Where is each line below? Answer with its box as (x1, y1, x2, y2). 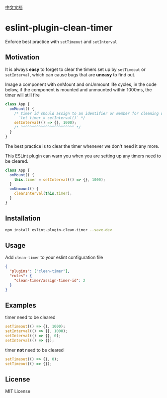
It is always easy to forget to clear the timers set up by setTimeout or (5, 66, 146, 72)
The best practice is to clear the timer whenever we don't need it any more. (5, 143, 160, 149)
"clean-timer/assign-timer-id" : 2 (14, 278, 85, 283)
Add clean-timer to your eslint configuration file (5, 254, 103, 261)
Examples (5, 301, 36, 310)
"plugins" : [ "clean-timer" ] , (9, 269, 70, 274)
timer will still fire (5, 92, 40, 98)
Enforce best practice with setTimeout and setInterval (5, 38, 117, 44)
